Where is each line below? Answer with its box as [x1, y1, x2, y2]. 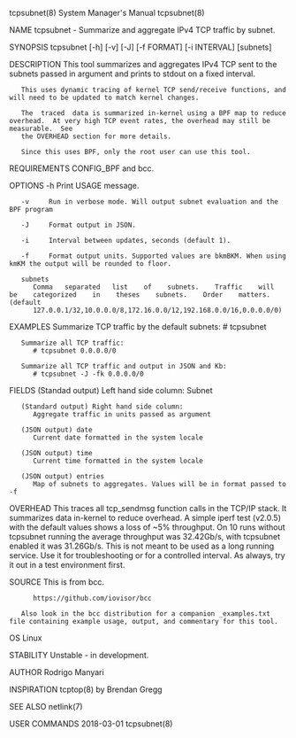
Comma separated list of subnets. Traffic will [32, 283, 275, 291]
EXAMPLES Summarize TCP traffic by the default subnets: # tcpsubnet [9, 322, 267, 331]
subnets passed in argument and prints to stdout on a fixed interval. [9, 68, 256, 79]
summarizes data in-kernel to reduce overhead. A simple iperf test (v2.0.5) [9, 513, 281, 523]
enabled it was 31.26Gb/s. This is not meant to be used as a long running [9, 540, 275, 551]
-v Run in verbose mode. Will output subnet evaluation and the [20, 198, 278, 206]
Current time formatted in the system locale [32, 456, 203, 465]
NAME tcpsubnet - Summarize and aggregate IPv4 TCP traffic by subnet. [9, 25, 276, 35]
